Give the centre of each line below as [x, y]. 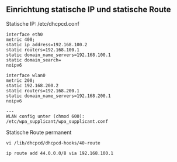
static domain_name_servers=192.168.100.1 [58, 55]
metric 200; [20, 80]
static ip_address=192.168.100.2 [47, 44]
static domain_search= [34, 60]
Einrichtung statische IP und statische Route [88, 10]
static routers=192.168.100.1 [43, 50]
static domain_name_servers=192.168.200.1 [58, 96]
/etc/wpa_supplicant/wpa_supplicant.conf [57, 121]
